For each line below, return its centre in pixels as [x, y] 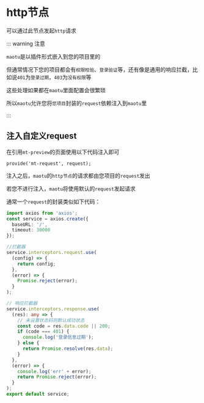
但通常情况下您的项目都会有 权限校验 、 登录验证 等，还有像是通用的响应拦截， [100, 69]
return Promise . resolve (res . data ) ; [68, 349]
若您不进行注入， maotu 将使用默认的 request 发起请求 [71, 188]
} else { [28, 343]
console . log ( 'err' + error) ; [54, 371]
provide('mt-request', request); [49, 163]
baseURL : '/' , [30, 224]
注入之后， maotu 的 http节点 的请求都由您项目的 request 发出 [78, 175]
